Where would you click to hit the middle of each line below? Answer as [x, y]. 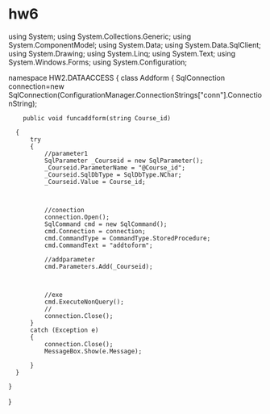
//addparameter [69, 259]
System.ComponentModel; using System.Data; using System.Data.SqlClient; [135, 44]
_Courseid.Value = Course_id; [95, 182]
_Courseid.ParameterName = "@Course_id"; [114, 167]
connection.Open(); [77, 217]
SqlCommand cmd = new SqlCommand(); [106, 224]
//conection [64, 210]
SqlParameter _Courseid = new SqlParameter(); [124, 161]
